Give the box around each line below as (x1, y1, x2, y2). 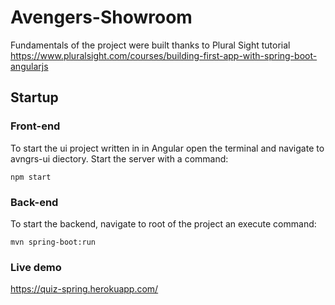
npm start (10, 172, 52, 182)
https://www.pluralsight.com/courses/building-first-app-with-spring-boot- (10, 49, 318, 61)
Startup (10, 89, 59, 106)
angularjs (10, 60, 49, 72)
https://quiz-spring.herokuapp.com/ (10, 283, 159, 295)
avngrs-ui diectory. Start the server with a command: (10, 152, 229, 165)
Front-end (10, 119, 61, 133)
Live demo (10, 260, 62, 274)
